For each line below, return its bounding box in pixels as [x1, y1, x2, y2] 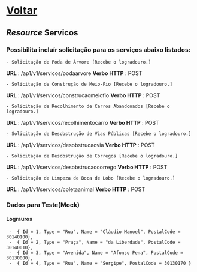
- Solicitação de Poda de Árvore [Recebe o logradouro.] [6, 59, 151, 65]
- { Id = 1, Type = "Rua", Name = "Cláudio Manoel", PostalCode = [8, 229, 181, 235]
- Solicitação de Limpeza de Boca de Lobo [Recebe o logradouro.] [6, 175, 175, 181]
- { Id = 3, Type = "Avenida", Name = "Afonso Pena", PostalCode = [8, 250, 184, 256]
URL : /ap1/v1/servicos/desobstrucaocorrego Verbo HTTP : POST [6, 163, 168, 171]
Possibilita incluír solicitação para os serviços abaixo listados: [6, 46, 191, 54]
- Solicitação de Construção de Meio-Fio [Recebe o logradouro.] [6, 81, 172, 87]
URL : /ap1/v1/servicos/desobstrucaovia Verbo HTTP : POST [6, 141, 155, 148]
